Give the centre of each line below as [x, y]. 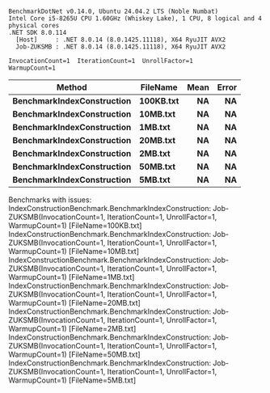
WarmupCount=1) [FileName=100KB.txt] [75, 226]
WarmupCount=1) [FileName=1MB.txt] [72, 277]
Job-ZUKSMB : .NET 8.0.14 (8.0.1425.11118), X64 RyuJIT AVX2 [121, 47]
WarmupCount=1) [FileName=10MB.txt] [74, 251]
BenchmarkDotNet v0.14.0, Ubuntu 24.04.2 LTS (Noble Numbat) [114, 11]
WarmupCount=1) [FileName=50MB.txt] [74, 354]
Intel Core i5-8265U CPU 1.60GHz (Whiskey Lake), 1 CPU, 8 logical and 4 [135, 19]
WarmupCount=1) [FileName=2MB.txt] [72, 329]
